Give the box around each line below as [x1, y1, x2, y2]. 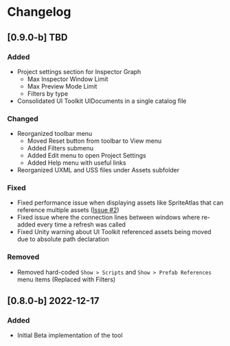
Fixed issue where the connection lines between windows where [16, 214, 200, 222]
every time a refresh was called [36, 220, 126, 229]
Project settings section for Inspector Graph [16, 67, 141, 76]
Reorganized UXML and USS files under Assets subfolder [16, 166, 180, 174]
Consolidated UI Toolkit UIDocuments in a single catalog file [16, 97, 187, 105]
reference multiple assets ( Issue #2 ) [16, 206, 119, 214]
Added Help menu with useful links [27, 159, 126, 167]
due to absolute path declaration [16, 235, 110, 244]
